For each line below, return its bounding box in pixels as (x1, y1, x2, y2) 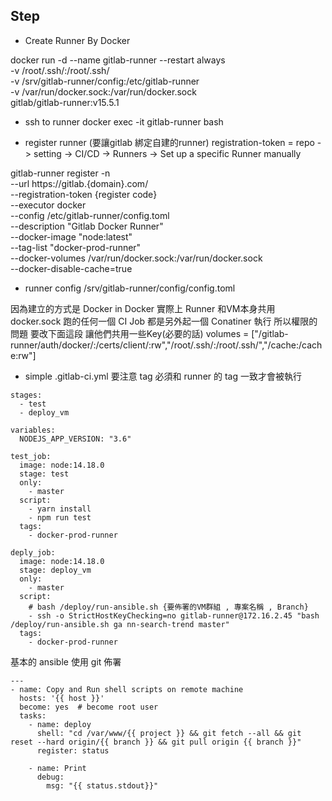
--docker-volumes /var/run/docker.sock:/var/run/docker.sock (10, 252, 263, 264)
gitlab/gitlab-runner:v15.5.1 (10, 96, 120, 108)
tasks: (19, 710, 47, 721)
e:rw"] (10, 349, 37, 361)
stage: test (19, 469, 70, 479)
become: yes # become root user (19, 702, 159, 712)
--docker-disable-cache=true (10, 262, 133, 274)
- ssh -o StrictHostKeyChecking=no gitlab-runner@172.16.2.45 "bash (28, 610, 320, 621)
